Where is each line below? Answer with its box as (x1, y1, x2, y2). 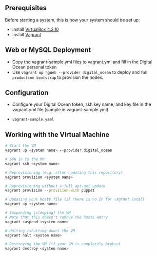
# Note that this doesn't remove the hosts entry (5, 215, 108, 220)
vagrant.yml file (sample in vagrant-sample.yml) (12, 107, 109, 113)
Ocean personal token (12, 64, 57, 70)
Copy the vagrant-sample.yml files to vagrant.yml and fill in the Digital (12, 59, 153, 65)
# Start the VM (5, 143, 36, 148)
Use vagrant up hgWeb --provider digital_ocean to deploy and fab (12, 69, 148, 75)
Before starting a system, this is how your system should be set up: (5, 17, 140, 23)
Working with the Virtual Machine (5, 130, 110, 139)
